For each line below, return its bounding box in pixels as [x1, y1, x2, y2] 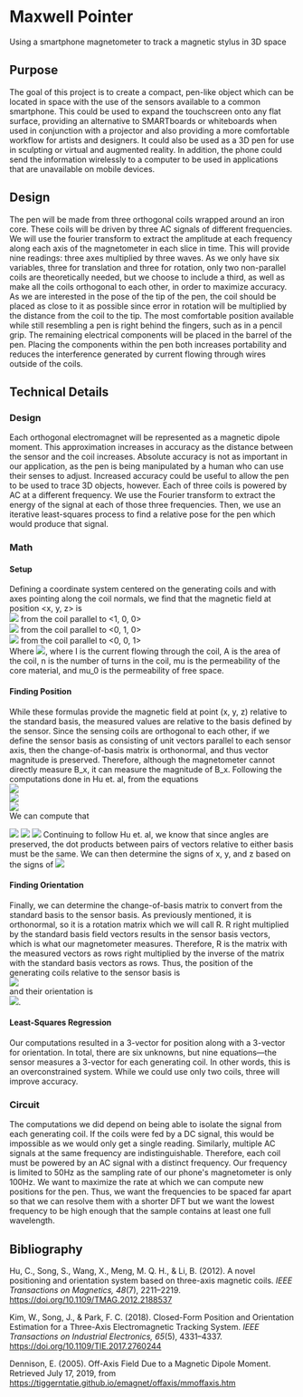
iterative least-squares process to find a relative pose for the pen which [9, 509, 276, 520]
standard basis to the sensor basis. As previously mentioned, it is [9, 909, 251, 920]
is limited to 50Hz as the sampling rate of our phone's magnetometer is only [9, 1167, 292, 1178]
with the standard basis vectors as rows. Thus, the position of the [9, 957, 253, 968]
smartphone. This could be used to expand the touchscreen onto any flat [9, 106, 281, 117]
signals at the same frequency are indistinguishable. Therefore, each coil [9, 1148, 281, 1159]
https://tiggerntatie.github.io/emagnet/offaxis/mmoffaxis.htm [9, 1378, 237, 1389]
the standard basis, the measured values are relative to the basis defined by [9, 715, 292, 726]
